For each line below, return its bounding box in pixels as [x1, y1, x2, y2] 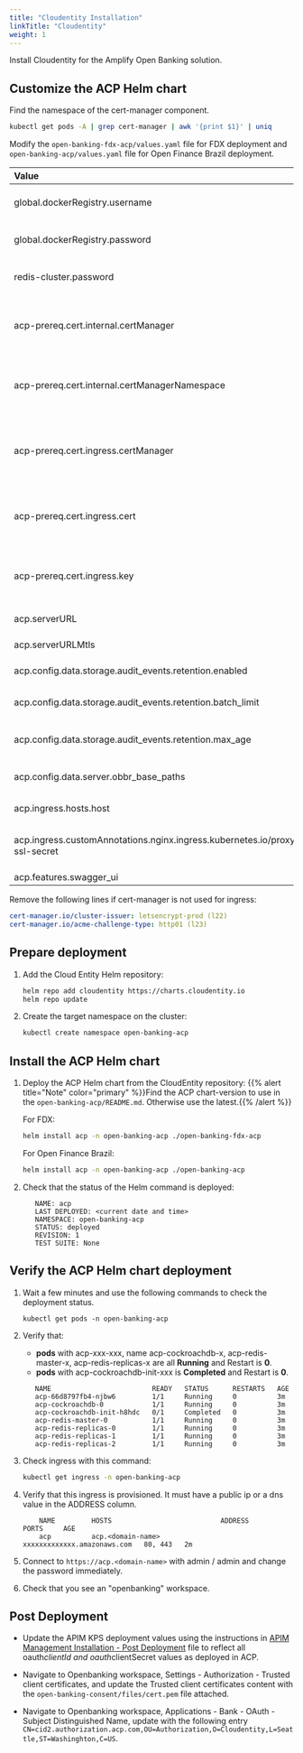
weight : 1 [9, 30, 47, 39]
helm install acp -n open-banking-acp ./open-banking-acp [22, 1165, 245, 1174]
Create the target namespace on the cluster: [22, 1011, 188, 1022]
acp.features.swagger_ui [14, 871, 119, 884]
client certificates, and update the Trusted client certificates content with [22, 1679, 294, 1690]
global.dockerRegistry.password [14, 234, 151, 246]
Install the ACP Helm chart [9, 1053, 161, 1069]
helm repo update [22, 995, 88, 1004]
